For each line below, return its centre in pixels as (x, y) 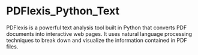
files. (12, 47)
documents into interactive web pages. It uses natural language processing (99, 33)
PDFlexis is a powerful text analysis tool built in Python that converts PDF (97, 27)
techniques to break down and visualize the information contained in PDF (97, 40)
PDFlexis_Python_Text (63, 11)
